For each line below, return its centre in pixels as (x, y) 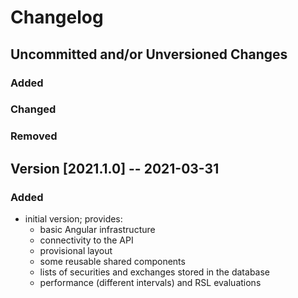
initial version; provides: (73, 219)
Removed (34, 136)
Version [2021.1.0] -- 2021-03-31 (115, 168)
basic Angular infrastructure (97, 230)
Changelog (57, 17)
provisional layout (76, 251)
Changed (33, 109)
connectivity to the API (86, 240)
